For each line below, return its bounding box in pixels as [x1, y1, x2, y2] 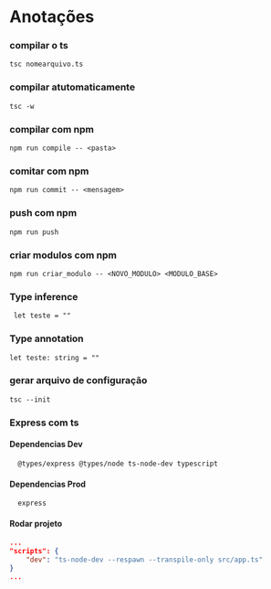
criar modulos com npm [9, 249, 117, 262]
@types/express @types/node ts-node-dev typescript [17, 459, 219, 468]
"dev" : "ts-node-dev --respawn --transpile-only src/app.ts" [26, 555, 263, 564]
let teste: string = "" [9, 353, 100, 362]
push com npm [9, 207, 78, 220]
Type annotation [9, 332, 84, 345]
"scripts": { [9, 547, 59, 556]
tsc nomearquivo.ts [9, 59, 84, 70]
